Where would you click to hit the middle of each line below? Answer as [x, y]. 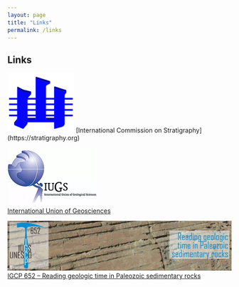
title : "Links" [30, 22]
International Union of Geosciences [59, 211]
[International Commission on [119, 130]
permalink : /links [34, 30]
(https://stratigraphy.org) [44, 137]
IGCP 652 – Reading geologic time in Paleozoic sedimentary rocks [104, 276]
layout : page [27, 15]
